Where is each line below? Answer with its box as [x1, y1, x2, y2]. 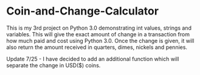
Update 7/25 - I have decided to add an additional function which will [6, 55, 179, 62]
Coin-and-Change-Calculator [6, 4, 159, 18]
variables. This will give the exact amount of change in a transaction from [6, 30, 190, 37]
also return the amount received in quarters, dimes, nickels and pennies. [6, 44, 187, 51]
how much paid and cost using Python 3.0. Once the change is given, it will [6, 37, 195, 44]
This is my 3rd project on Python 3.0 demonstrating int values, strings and [6, 24, 191, 31]
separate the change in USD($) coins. [6, 62, 101, 69]
